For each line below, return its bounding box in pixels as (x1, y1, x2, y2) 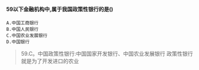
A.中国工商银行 (6, 20, 39, 26)
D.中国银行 (6, 39, 30, 45)
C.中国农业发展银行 (6, 33, 48, 39)
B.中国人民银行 (6, 27, 39, 33)
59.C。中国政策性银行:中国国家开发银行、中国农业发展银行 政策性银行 (20, 50, 194, 58)
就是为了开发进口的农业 (20, 58, 79, 65)
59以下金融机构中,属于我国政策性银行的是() (6, 5, 114, 12)
